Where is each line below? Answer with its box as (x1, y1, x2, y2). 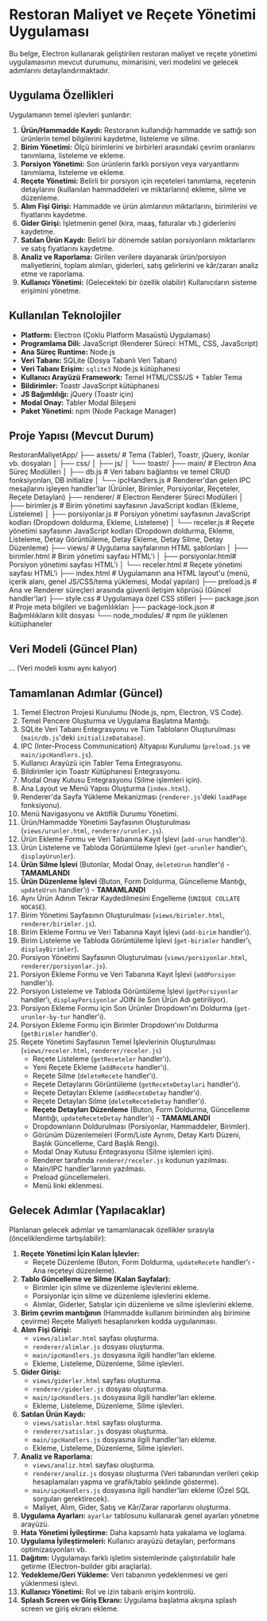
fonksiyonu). (20, 801, 62, 810)
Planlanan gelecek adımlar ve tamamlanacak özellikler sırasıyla (9, 1225, 215, 1234)
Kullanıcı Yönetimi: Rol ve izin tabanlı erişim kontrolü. (20, 1587, 195, 1596)
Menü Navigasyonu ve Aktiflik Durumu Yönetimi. (20, 809, 179, 818)
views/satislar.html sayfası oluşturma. (32, 1417, 163, 1427)
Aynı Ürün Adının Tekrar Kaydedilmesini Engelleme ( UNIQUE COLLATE (20, 893, 241, 903)
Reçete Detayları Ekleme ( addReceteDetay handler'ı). (32, 1088, 202, 1097)
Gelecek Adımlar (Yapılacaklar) (9, 1203, 166, 1218)
